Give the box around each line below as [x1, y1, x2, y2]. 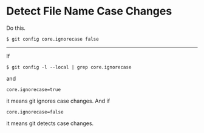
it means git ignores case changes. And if [6, 97, 110, 104]
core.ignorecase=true [6, 86, 61, 92]
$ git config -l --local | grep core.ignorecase [6, 64, 132, 70]
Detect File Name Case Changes [6, 4, 172, 18]
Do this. [6, 24, 26, 32]
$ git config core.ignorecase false [6, 36, 99, 42]
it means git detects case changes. [6, 120, 94, 127]
